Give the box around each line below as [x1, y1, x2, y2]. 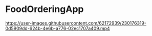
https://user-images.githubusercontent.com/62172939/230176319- [5, 20, 147, 26]
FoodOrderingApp [5, 3, 84, 15]
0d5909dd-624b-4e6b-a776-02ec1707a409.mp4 [5, 25, 110, 31]
